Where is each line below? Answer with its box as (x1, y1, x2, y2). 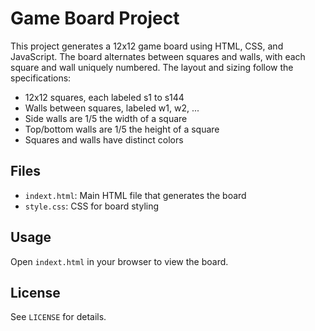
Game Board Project (10, 7, 180, 30)
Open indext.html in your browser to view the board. (10, 255, 229, 267)
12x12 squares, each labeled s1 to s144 (24, 91, 185, 103)
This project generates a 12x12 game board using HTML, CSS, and (10, 40, 284, 52)
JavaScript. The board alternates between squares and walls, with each (10, 50, 306, 62)
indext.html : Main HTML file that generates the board (24, 189, 247, 201)
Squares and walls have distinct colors (24, 133, 184, 146)
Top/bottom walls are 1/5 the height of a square (24, 123, 220, 135)
